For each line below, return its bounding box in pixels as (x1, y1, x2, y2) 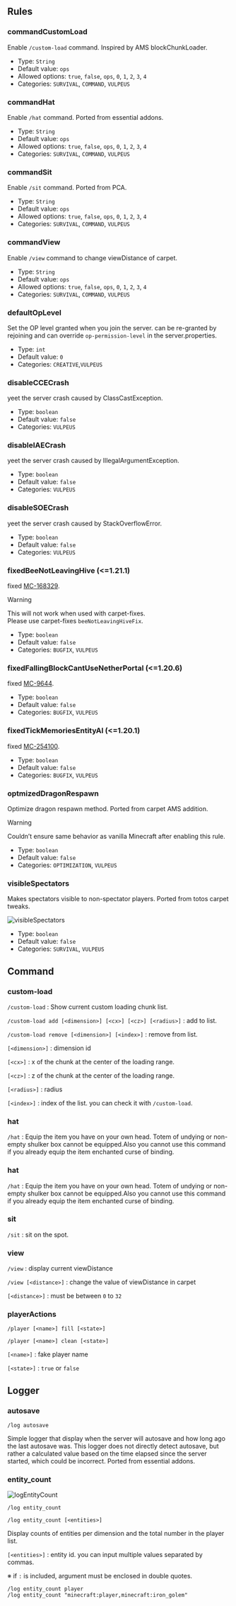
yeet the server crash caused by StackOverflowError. (7, 519, 163, 528)
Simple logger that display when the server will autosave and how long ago (7, 1434, 226, 1443)
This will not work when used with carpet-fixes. (7, 609, 146, 618)
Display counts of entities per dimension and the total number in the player (7, 1529, 225, 1538)
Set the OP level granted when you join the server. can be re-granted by (7, 323, 217, 332)
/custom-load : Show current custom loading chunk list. (7, 1003, 168, 1011)
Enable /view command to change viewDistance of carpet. (7, 253, 178, 262)
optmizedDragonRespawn (7, 788, 99, 798)
